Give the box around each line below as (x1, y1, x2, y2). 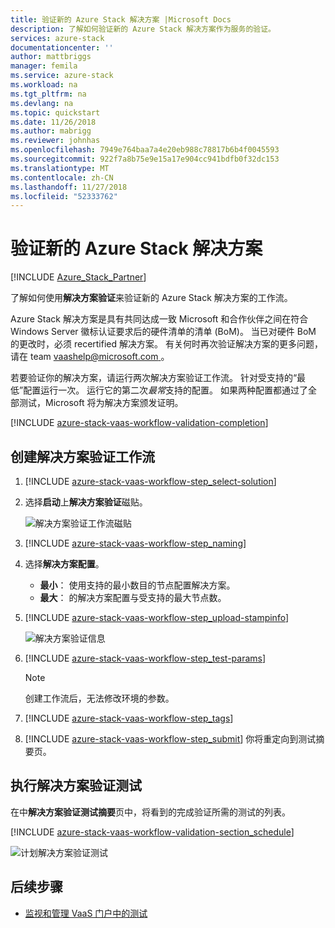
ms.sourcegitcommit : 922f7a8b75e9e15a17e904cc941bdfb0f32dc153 (10, 154, 280, 164)
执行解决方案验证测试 (10, 777, 142, 795)
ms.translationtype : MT (10, 163, 110, 173)
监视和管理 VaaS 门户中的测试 (24, 907, 148, 919)
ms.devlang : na (10, 98, 74, 108)
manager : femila (10, 61, 78, 71)
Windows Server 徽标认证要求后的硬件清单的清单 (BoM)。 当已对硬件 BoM (10, 326, 317, 338)
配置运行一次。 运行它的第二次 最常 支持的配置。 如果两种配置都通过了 (23, 384, 309, 396)
